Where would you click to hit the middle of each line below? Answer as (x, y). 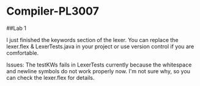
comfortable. (22, 52)
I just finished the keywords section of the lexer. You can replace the (92, 40)
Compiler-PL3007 (53, 11)
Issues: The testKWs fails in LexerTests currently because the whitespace (99, 65)
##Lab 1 (16, 28)
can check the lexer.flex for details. (50, 77)
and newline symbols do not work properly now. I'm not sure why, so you (98, 71)
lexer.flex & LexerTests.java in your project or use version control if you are (100, 46)
